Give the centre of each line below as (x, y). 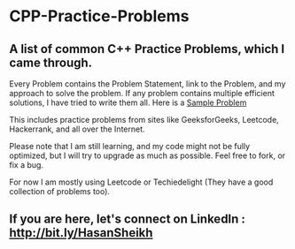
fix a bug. (27, 165)
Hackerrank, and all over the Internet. (77, 129)
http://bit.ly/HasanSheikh (81, 233)
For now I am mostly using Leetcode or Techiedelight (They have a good (141, 182)
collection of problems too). (60, 191)
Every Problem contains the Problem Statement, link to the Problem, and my (147, 84)
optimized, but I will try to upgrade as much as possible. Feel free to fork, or (147, 155)
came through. (51, 62)
